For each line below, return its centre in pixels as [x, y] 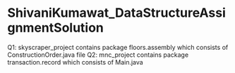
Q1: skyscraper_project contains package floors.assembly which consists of [118, 47]
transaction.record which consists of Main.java [75, 62]
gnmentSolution [56, 28]
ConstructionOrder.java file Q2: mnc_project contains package [98, 55]
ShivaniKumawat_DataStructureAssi [116, 13]
